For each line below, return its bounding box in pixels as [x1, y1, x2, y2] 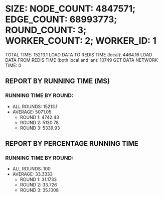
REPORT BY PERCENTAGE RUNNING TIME [5, 139, 139, 148]
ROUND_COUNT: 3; [5, 25, 87, 36]
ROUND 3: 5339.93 [20, 125, 60, 131]
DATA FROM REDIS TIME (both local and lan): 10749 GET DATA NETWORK [5, 57, 158, 63]
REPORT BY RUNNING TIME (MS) [5, 77, 110, 85]
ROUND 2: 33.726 [20, 182, 57, 188]
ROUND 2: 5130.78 [20, 119, 59, 126]
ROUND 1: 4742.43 [20, 114, 59, 120]
